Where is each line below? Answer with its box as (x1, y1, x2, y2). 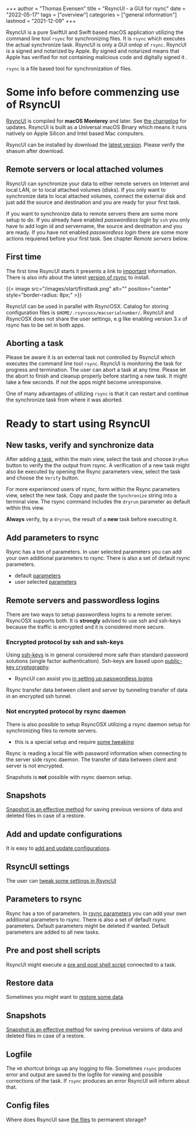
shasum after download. (6, 147, 64, 154)
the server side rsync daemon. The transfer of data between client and (6, 756, 177, 763)
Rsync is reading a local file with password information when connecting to (6, 750, 187, 757)
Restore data (6, 978, 54, 988)
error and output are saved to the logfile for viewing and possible (6, 1071, 163, 1078)
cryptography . (16, 664, 50, 671)
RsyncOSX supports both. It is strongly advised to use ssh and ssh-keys (6, 617, 181, 624)
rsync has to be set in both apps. (6, 321, 85, 328)
